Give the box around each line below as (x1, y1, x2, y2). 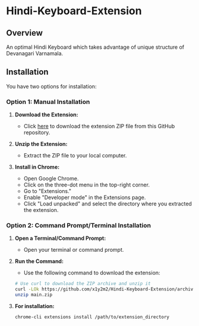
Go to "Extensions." (23, 188, 72, 195)
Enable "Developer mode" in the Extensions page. (23, 194, 146, 201)
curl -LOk (14, 286, 40, 292)
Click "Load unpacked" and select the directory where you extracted (23, 200, 192, 207)
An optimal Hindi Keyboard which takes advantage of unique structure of (6, 43, 185, 50)
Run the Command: (14, 258, 64, 265)
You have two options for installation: (6, 83, 97, 90)
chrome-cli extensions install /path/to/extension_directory (14, 314, 170, 320)
